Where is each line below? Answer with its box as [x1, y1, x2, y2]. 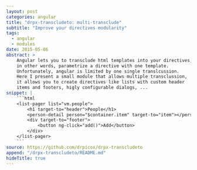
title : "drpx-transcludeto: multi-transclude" [6, 19, 122, 25]
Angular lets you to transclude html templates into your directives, [16, 57, 193, 63]
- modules [11, 41, 35, 47]
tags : [6, 30, 19, 36]
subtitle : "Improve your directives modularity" [6, 25, 127, 31]
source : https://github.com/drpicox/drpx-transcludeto [6, 144, 143, 150]
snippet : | [6, 90, 33, 96]
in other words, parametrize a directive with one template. [16, 63, 169, 69]
